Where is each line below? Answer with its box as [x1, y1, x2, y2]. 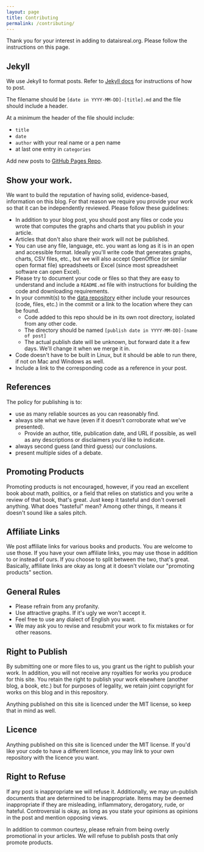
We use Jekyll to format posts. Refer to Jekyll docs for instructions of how [6, 78, 192, 85]
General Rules [6, 586, 61, 597]
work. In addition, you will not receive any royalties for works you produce [6, 669, 192, 677]
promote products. [6, 839, 53, 846]
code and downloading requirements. [15, 288, 110, 295]
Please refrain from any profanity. [15, 603, 100, 610]
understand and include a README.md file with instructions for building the [15, 281, 197, 288]
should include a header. [6, 102, 68, 110]
